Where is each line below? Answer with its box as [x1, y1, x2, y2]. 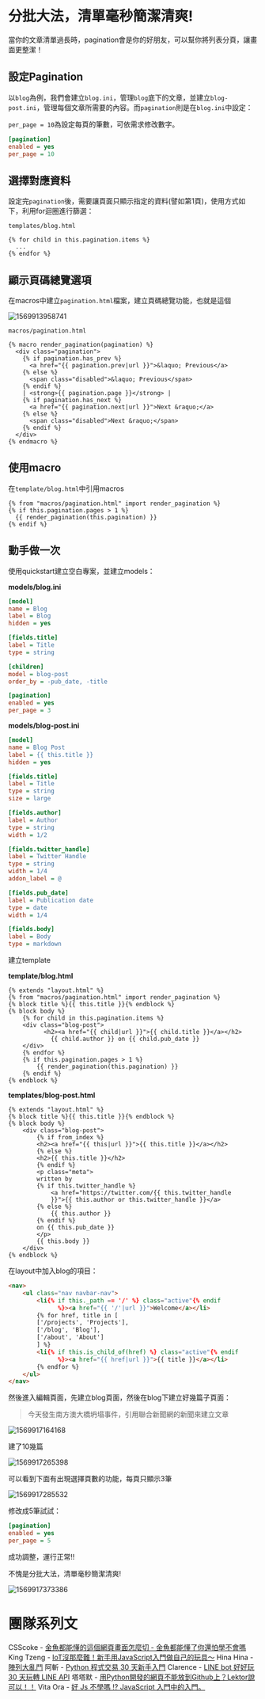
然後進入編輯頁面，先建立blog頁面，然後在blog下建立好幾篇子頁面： [8, 1393, 231, 1402]
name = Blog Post [8, 743, 66, 751]
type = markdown [8, 940, 62, 948]
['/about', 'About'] [36, 1333, 104, 1342]
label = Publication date [8, 896, 93, 904]
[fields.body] [8, 926, 55, 933]
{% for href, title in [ [36, 1311, 119, 1319]
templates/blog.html [8, 222, 77, 230]
